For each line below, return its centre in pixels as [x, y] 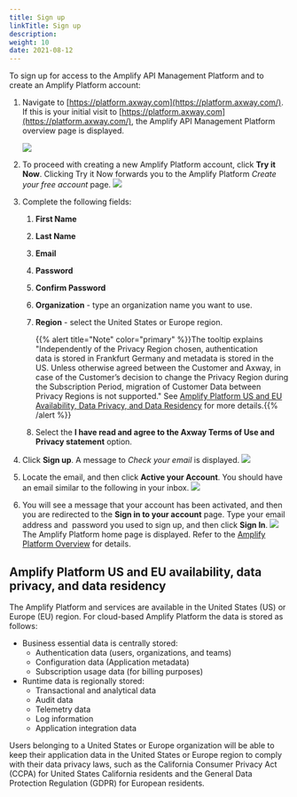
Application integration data [86, 728]
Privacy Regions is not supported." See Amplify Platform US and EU [159, 396]
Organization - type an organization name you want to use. [144, 305]
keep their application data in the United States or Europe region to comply [145, 754]
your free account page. [66, 185]
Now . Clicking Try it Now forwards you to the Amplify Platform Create [149, 174]
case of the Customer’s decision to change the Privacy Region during [162, 378]
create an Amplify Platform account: [75, 85]
